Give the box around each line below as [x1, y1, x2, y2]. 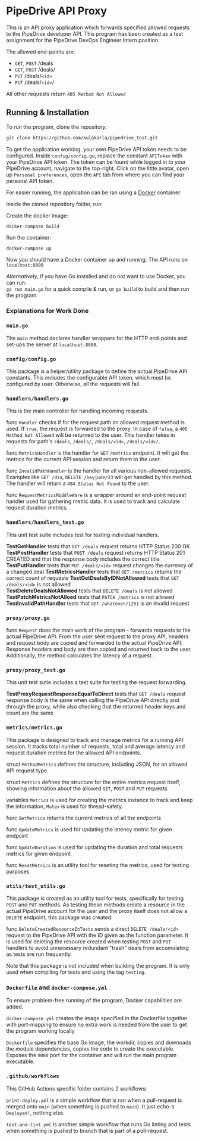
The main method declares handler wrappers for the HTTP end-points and [6, 334, 187, 341]
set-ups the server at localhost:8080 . [6, 341, 98, 348]
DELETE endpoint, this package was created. [6, 914, 113, 921]
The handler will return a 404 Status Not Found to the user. [6, 480, 150, 487]
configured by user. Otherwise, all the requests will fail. [6, 380, 141, 388]
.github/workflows [6, 1073, 59, 1080]
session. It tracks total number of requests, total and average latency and [6, 743, 185, 750]
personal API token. [6, 177, 55, 184]
